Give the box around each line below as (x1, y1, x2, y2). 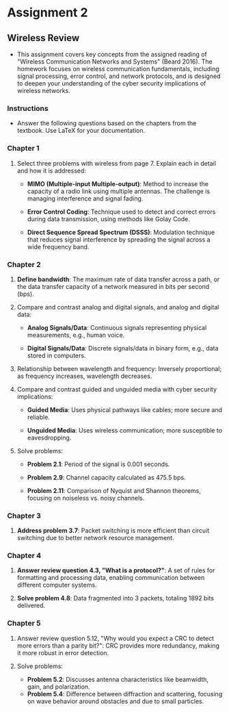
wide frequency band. (27, 242, 90, 251)
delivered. (16, 601, 46, 610)
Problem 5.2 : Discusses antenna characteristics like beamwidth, (27, 675, 209, 683)
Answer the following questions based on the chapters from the (16, 119, 197, 127)
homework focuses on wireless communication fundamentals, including (16, 65, 220, 73)
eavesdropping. (27, 433, 72, 442)
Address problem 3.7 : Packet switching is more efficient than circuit (16, 526, 210, 535)
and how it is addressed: (16, 166, 87, 175)
